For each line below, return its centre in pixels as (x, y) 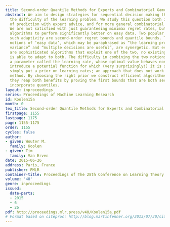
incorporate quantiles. (35, 85)
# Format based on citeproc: (36, 217)
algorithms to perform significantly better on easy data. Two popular (87, 33)
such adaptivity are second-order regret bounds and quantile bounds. (86, 38)
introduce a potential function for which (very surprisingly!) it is (86, 66)
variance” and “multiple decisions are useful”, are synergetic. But (84, 48)
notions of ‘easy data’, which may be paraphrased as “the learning (83, 43)
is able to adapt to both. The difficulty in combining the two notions (88, 57)
